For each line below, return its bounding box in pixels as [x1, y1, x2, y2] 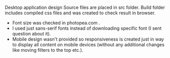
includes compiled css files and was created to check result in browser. [5, 10, 156, 16]
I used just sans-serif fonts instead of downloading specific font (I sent [12, 25, 162, 31]
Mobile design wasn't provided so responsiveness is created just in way [12, 36, 164, 42]
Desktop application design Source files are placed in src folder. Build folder [5, 5, 165, 10]
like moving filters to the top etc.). [12, 47, 83, 53]
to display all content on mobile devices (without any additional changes [12, 42, 165, 48]
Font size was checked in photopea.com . [12, 20, 100, 26]
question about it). [12, 31, 51, 36]
